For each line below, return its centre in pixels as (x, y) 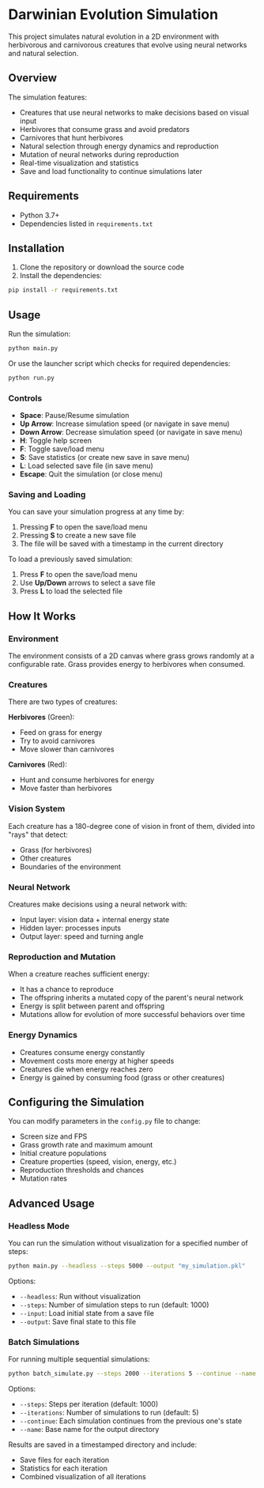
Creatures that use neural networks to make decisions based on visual (134, 112)
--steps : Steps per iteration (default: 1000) (89, 1404)
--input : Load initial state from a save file (87, 1313)
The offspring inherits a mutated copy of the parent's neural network (131, 998)
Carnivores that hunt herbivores (72, 137)
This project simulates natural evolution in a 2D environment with (114, 36)
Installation (36, 248)
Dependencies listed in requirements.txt (86, 224)
